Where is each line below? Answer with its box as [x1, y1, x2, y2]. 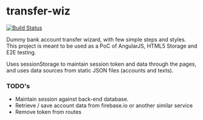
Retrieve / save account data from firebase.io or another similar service [15, 102, 193, 109]
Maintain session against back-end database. [15, 95, 129, 103]
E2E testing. [6, 48, 36, 55]
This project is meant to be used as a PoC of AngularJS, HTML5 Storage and [6, 42, 198, 49]
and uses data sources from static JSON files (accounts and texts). [6, 66, 174, 74]
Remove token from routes [15, 109, 82, 116]
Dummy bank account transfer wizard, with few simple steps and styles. [6, 36, 187, 43]
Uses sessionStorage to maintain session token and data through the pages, [6, 60, 197, 68]
